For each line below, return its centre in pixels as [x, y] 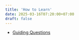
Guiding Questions [31, 33]
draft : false [19, 19]
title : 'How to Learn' [29, 10]
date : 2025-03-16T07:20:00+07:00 [40, 14]
